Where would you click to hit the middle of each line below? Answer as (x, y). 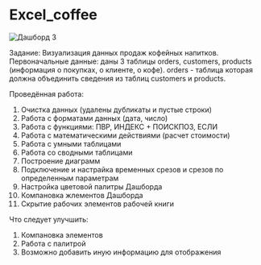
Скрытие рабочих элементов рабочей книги (97, 204)
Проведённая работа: (46, 93)
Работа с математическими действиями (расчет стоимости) (125, 135)
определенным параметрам (70, 178)
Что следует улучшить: (49, 219)
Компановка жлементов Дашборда (82, 195)
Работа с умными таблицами (71, 143)
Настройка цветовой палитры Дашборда (91, 186)
